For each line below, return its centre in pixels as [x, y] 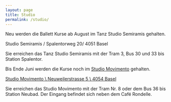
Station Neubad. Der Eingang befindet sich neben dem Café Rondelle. [79, 94]
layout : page [19, 10]
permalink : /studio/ [27, 19]
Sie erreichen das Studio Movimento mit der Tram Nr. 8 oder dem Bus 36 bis [86, 89]
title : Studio [20, 15]
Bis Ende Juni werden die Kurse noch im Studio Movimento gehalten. [78, 69]
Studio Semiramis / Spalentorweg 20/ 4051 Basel [57, 44]
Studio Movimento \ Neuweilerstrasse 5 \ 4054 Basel [61, 79]
